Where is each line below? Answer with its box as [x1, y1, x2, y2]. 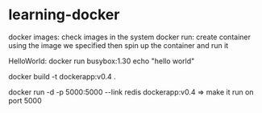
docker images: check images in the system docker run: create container [8, 32, 252, 42]
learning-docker [8, 6, 120, 24]
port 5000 [8, 95, 42, 105]
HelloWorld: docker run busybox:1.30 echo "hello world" [8, 56, 195, 66]
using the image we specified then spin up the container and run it [8, 40, 229, 50]
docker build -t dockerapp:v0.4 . [8, 71, 117, 81]
